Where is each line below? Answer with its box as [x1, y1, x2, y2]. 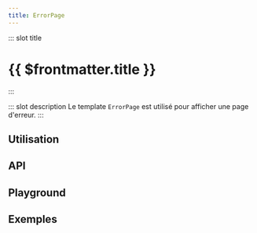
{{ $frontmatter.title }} [8, 60, 156, 78]
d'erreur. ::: [8, 110, 45, 119]
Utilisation [8, 133, 60, 146]
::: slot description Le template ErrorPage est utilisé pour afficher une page [8, 101, 249, 111]
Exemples [8, 213, 57, 226]
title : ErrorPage [8, 11, 65, 20]
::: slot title [8, 33, 42, 42]
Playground [8, 186, 66, 199]
